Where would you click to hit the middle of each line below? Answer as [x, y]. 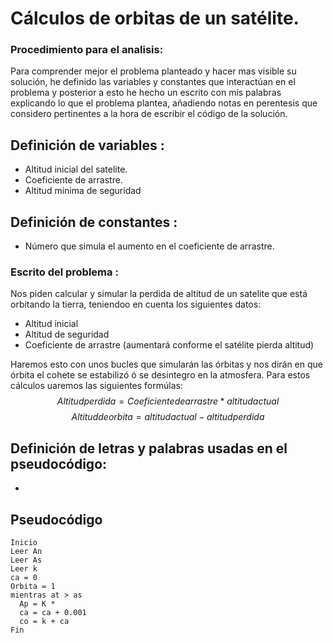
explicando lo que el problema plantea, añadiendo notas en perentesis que [164, 103]
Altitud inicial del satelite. [76, 169]
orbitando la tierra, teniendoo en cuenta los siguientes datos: [136, 304]
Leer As [26, 560]
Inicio [24, 543]
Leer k [24, 569]
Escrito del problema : [64, 272]
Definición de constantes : [94, 222]
